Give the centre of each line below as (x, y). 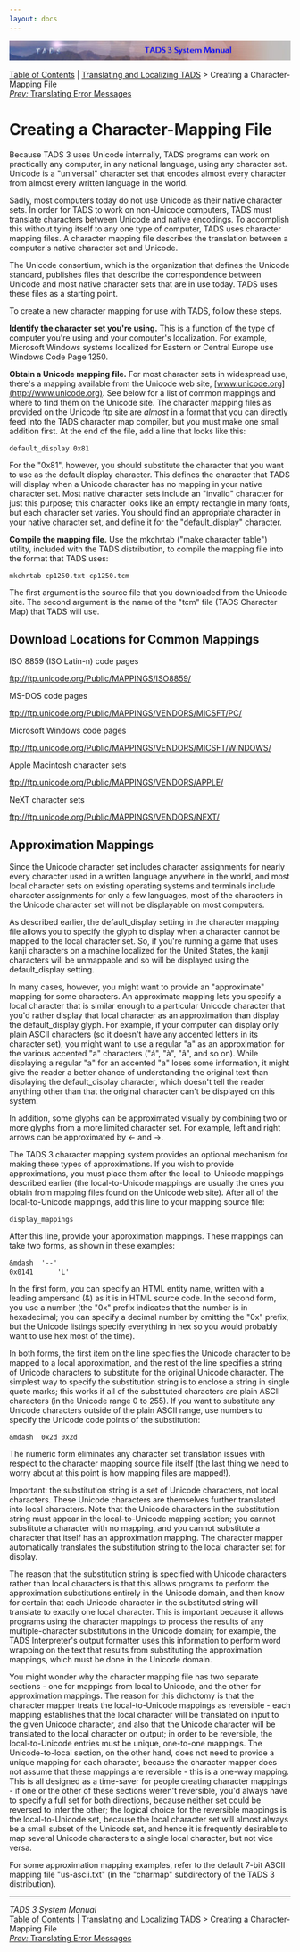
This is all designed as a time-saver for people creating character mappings (148, 1781)
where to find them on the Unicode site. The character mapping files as (141, 403)
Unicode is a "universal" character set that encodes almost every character (148, 173)
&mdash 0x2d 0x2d (43, 1437)
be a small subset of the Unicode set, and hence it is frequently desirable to (148, 1829)
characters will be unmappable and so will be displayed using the (129, 960)
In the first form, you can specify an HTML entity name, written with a (137, 1288)
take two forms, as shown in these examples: (92, 1245)
